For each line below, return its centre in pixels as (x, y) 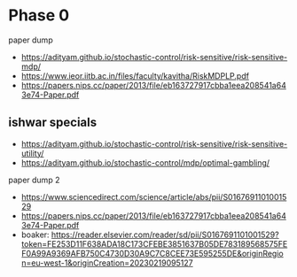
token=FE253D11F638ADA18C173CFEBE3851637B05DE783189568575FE (154, 243)
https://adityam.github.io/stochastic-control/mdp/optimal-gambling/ (145, 162)
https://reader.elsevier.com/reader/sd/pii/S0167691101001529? (165, 235)
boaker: (35, 235)
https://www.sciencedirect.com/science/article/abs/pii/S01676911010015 (154, 196)
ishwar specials (53, 123)
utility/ (32, 153)
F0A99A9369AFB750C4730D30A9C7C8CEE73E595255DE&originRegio (152, 253)
